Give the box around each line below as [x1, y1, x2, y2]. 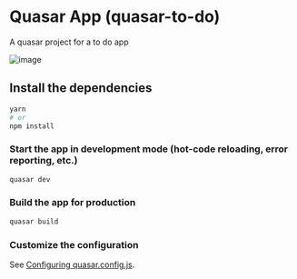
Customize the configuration [9, 238, 139, 251]
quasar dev [9, 174, 51, 184]
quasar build [9, 216, 59, 226]
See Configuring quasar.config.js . [9, 259, 135, 270]
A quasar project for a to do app [9, 36, 129, 47]
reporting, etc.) [9, 154, 78, 167]
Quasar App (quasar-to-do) [9, 6, 221, 27]
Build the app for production [9, 196, 136, 209]
